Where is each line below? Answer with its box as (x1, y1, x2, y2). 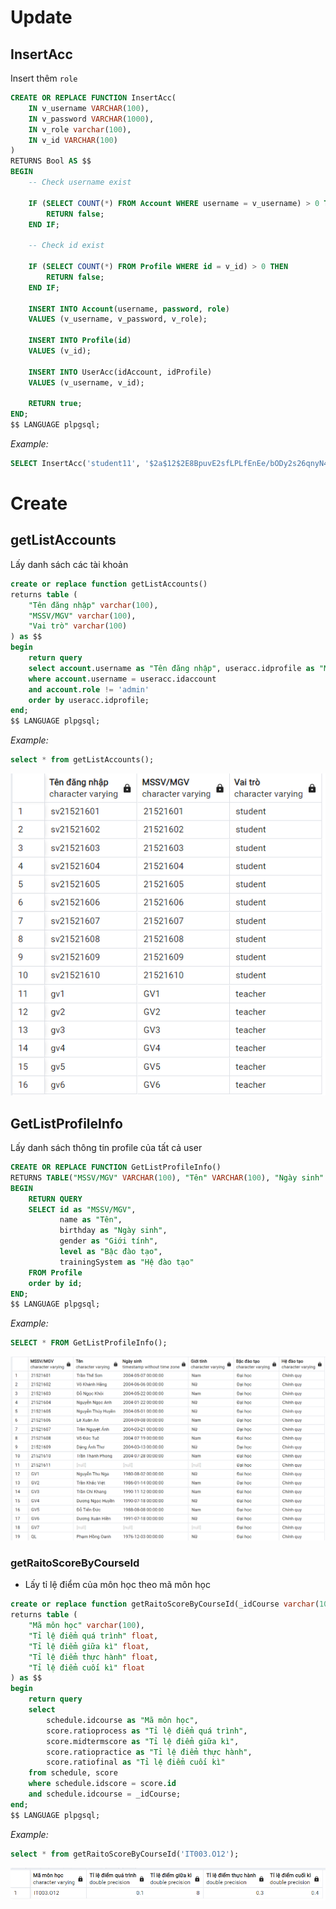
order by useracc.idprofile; (28, 695, 150, 705)
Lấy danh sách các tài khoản (10, 558, 129, 570)
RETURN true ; (28, 399, 83, 409)
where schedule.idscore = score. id (28, 1779, 177, 1789)
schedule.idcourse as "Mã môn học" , (46, 1715, 199, 1725)
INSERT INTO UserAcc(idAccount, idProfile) (28, 367, 213, 377)
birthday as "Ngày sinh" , (59, 1226, 168, 1236)
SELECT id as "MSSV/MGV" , (28, 1204, 137, 1215)
